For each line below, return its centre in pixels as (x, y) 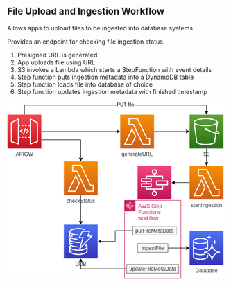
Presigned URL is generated (57, 55)
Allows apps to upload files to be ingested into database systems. (101, 28)
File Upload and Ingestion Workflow (86, 11)
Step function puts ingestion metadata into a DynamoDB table (105, 77)
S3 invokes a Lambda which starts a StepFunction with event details (114, 69)
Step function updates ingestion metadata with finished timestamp (112, 91)
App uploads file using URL (56, 62)
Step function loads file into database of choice (85, 84)
